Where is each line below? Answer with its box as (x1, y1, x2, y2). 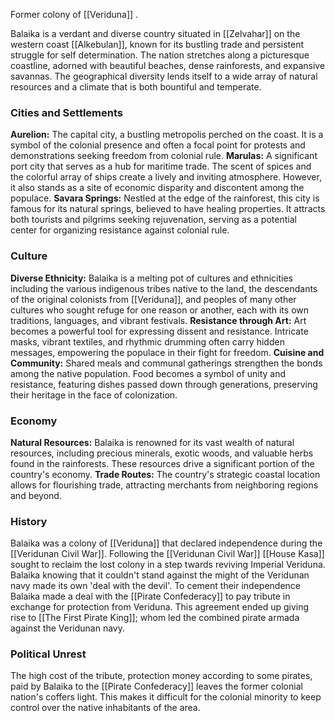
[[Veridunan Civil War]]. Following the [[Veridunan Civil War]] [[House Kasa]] (10, 548, 325, 560)
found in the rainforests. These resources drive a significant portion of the (10, 457, 315, 469)
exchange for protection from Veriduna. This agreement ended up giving (10, 601, 310, 613)
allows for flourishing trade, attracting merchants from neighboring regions (10, 479, 319, 491)
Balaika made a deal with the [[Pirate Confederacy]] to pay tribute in (10, 590, 291, 603)
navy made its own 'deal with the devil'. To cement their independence (10, 580, 301, 592)
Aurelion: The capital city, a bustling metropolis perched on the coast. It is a (10, 129, 324, 141)
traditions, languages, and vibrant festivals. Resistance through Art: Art (10, 314, 307, 326)
